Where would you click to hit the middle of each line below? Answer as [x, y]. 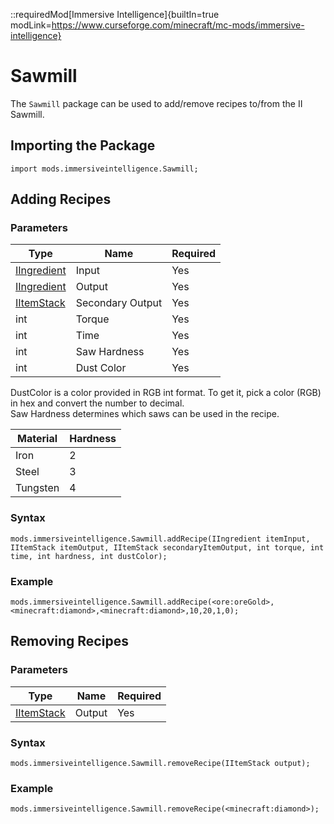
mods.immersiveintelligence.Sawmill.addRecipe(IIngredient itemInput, [160, 539]
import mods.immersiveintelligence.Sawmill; [104, 169]
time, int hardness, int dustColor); [89, 556]
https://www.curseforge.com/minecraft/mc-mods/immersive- [178, 25]
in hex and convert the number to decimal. [97, 403]
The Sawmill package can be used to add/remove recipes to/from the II [156, 103]
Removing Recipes [69, 641]
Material [37, 439]
